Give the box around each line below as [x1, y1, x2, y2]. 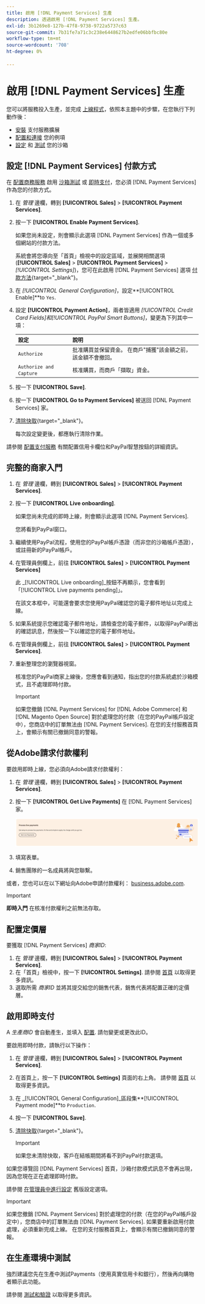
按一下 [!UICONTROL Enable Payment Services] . [15, 218, 140, 225]
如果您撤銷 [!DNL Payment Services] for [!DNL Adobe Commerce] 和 [15, 705, 188, 712]
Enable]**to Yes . [15, 293, 56, 301]
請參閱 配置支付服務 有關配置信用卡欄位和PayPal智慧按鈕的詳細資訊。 [6, 443, 182, 450]
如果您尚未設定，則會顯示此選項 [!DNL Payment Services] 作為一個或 [15, 231, 189, 238]
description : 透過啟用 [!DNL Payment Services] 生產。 [6, 16, 142, 23]
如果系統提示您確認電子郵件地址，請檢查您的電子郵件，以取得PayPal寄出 [15, 620, 198, 627]
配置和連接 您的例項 [15, 133, 65, 141]
